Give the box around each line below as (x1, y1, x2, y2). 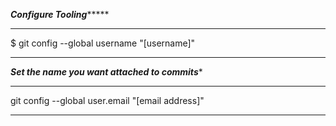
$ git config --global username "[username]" (10, 37, 196, 49)
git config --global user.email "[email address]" (10, 95, 205, 106)
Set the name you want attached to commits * (10, 66, 203, 78)
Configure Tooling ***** (10, 9, 110, 20)
